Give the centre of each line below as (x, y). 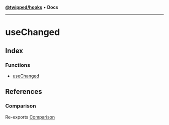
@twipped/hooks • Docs (32, 7)
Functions (18, 65)
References (24, 92)
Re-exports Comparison (30, 117)
